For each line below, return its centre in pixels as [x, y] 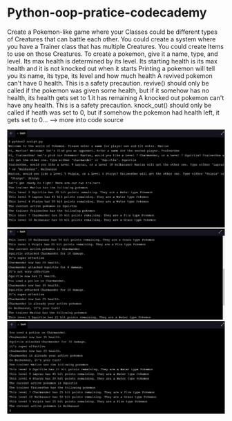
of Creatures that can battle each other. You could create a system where [112, 39]
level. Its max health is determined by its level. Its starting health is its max [112, 61]
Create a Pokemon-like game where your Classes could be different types [112, 32]
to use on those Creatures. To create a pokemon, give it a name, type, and [113, 54]
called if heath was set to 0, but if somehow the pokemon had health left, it [113, 112]
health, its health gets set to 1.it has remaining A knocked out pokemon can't [116, 97]
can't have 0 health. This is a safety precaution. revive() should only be [108, 83]
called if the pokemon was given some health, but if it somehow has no [108, 90]
